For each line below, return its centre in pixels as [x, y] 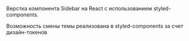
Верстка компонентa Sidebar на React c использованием [79, 8]
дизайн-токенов [27, 32]
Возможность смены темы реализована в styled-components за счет [95, 26]
